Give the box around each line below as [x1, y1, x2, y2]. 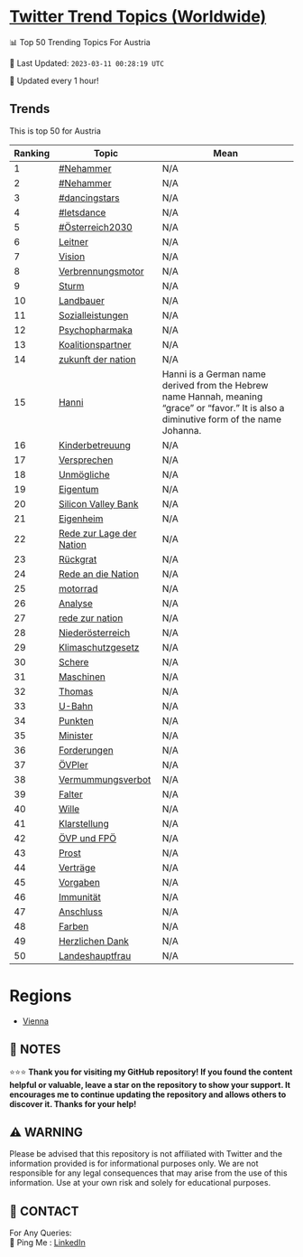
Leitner [58, 235, 88, 248]
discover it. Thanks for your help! [9, 1098, 137, 1109]
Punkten [58, 714, 95, 727]
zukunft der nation [58, 352, 137, 365]
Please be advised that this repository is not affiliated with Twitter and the [9, 1149, 282, 1159]
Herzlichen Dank [58, 934, 129, 947]
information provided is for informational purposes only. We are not [9, 1159, 259, 1169]
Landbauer [58, 294, 106, 306]
